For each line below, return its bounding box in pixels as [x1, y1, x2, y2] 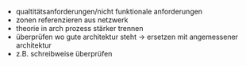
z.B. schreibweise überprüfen [15, 49, 113, 58]
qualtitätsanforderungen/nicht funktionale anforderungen [15, 7, 203, 16]
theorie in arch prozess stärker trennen [15, 24, 144, 33]
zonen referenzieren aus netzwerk [15, 15, 129, 25]
